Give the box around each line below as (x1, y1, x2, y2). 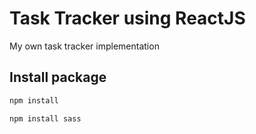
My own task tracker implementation (9, 40, 160, 52)
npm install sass (9, 113, 82, 124)
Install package (9, 69, 107, 86)
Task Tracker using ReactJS (9, 7, 246, 30)
